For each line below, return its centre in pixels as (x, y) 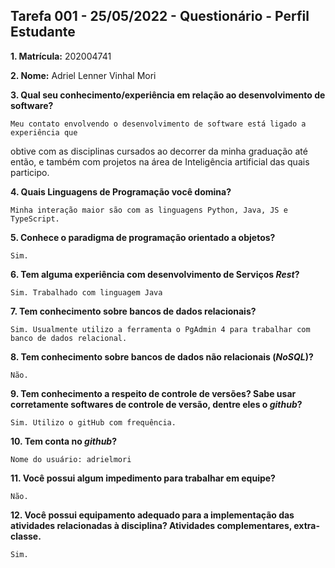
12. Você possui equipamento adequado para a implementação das (152, 515)
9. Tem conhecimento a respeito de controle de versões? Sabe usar (153, 393)
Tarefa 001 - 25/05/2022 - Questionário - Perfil (160, 16)
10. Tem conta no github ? (64, 441)
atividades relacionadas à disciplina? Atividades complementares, (151, 525)
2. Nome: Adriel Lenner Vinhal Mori (83, 75)
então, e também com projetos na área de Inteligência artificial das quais (160, 161)
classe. (26, 536)
